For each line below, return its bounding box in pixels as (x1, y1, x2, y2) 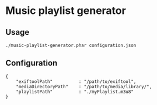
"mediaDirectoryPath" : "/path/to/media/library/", (16, 84, 152, 89)
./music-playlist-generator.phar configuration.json (5, 42, 137, 48)
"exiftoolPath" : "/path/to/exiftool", (16, 78, 137, 85)
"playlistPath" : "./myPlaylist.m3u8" (16, 89, 134, 95)
